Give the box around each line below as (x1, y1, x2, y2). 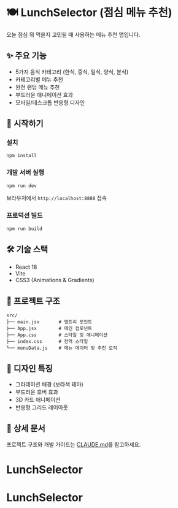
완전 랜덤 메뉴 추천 (15, 83, 60, 91)
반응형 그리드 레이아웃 (15, 404, 69, 411)
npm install (6, 153, 37, 159)
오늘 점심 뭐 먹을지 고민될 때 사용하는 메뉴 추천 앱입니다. (6, 31, 141, 38)
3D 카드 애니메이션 (15, 396, 61, 404)
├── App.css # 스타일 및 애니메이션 (6, 332, 108, 338)
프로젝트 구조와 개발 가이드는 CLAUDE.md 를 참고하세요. (6, 441, 141, 448)
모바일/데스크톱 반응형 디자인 (15, 99, 85, 106)
